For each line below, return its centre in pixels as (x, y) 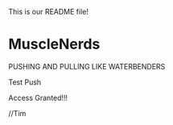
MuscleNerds (54, 44)
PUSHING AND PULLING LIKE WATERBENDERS (87, 66)
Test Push (25, 82)
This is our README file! (48, 12)
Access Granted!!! (38, 98)
